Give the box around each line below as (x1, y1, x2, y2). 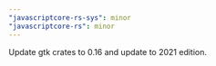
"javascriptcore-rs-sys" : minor (8, 13, 131, 23)
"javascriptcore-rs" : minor (8, 22, 116, 31)
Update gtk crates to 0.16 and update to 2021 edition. (8, 46, 207, 57)
